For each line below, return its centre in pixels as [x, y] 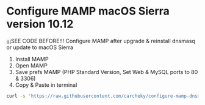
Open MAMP [31, 66]
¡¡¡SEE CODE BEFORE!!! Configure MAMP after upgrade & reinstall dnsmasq [101, 41]
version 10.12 [40, 24]
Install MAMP [32, 59]
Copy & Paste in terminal [46, 85]
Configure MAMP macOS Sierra [88, 11]
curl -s [16, 96]
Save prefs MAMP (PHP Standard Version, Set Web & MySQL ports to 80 [106, 72]
